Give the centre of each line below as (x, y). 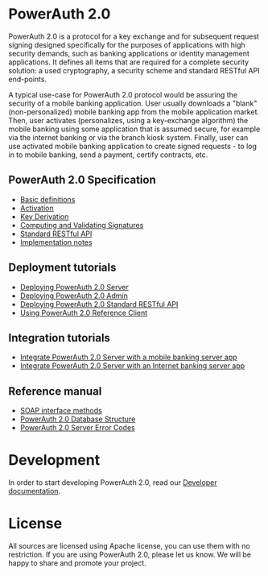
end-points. (27, 79)
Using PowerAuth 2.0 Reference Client (84, 313)
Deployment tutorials (62, 268)
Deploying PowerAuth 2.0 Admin (74, 296)
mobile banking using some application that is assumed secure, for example (134, 129)
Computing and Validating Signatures (82, 225)
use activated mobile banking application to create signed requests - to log (133, 146)
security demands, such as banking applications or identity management (129, 53)
